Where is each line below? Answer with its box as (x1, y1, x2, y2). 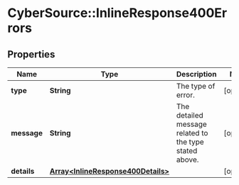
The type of (176, 82, 216, 91)
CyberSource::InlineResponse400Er (7, 5, 228, 21)
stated (176, 146, 198, 155)
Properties (7, 48, 55, 60)
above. (176, 155, 199, 164)
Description (176, 69, 217, 79)
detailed (176, 111, 204, 120)
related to (176, 128, 208, 138)
